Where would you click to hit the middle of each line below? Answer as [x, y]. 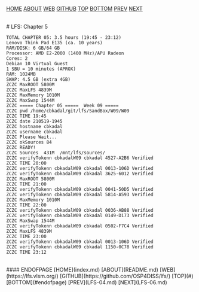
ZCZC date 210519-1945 [34, 121]
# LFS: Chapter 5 [27, 27]
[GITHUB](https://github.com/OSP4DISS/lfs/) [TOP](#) [126, 276]
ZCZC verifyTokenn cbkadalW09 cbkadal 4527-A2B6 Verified [80, 158]
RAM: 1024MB [21, 74]
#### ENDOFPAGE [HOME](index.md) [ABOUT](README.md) [82, 270]
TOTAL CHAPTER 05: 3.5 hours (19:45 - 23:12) [64, 38]
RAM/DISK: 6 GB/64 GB [33, 48]
